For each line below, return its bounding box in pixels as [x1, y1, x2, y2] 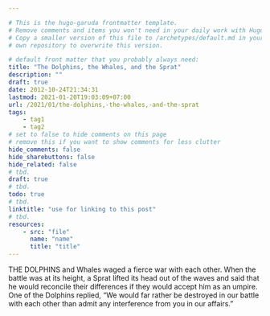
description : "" [8, 71, 63, 79]
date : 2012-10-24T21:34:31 [8, 85, 99, 93]
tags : [8, 108, 27, 117]
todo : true [8, 191, 45, 199]
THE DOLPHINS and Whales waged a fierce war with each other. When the [8, 265, 256, 274]
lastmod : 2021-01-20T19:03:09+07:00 [8, 93, 131, 101]
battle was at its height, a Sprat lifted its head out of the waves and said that [8, 273, 260, 282]
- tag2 [22, 123, 45, 131]
